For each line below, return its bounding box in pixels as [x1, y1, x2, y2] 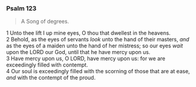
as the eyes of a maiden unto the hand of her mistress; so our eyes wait [6, 42, 183, 49]
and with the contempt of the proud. [6, 74, 96, 82]
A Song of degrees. [20, 18, 70, 25]
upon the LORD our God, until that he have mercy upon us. [6, 49, 151, 56]
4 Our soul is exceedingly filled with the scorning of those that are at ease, [6, 68, 190, 75]
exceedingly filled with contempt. [6, 61, 88, 68]
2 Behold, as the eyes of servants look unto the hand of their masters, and [6, 36, 190, 43]
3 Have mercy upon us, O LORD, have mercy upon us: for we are [6, 55, 166, 62]
